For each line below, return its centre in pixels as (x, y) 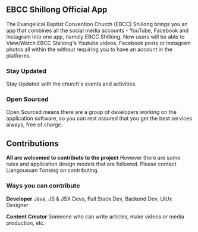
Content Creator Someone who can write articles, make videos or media (95, 217)
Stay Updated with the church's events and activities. (71, 84)
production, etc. (26, 223)
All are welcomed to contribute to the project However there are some (93, 158)
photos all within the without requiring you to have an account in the (89, 49)
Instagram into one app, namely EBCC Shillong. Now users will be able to (95, 36)
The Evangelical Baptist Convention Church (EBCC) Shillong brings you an (97, 24)
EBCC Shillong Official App (57, 10)
